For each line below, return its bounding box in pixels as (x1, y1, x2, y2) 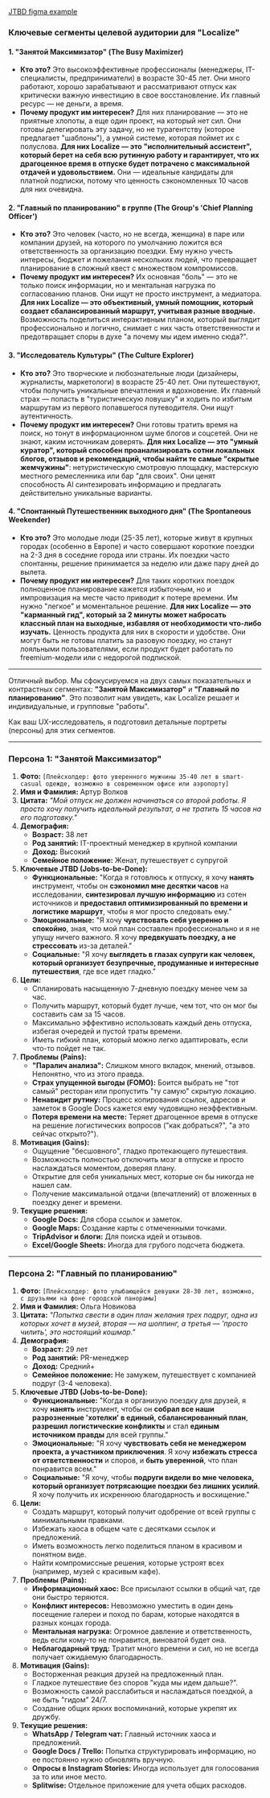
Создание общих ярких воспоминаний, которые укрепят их (31, 1704, 237, 1713)
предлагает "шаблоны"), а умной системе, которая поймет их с (19, 133, 240, 143)
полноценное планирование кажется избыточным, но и (19, 584, 211, 594)
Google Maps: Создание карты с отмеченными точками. (31, 1223, 227, 1233)
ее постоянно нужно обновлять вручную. (31, 1755, 175, 1765)
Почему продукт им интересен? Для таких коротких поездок (19, 575, 235, 585)
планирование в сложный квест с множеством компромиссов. (19, 263, 239, 273)
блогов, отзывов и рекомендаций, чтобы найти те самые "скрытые (19, 454, 260, 464)
